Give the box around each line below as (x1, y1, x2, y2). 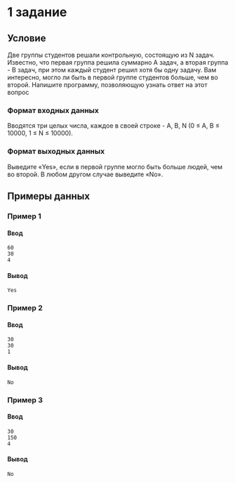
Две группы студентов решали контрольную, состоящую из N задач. (7, 51, 215, 59)
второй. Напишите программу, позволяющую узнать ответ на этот (7, 81, 208, 88)
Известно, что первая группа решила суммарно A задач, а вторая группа (7, 58, 229, 67)
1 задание (7, 4, 67, 20)
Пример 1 (7, 211, 41, 221)
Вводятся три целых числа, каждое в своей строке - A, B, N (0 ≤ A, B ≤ (7, 121, 220, 130)
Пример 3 (7, 395, 43, 404)
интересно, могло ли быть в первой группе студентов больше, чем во (7, 73, 219, 81)
